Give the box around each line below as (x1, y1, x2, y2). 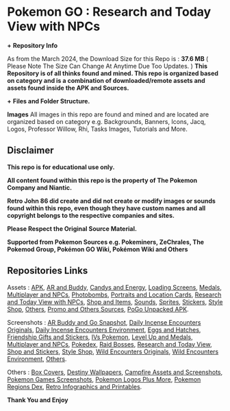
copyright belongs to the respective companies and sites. (7, 211, 175, 219)
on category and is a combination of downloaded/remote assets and (7, 76, 205, 84)
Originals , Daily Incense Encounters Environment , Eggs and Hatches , (7, 325, 201, 334)
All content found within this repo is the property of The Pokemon (7, 176, 197, 184)
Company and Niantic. (7, 183, 73, 192)
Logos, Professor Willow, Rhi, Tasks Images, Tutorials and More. (7, 125, 188, 133)
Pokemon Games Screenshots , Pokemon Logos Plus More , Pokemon (7, 375, 201, 384)
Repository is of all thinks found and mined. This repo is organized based (7, 69, 219, 77)
